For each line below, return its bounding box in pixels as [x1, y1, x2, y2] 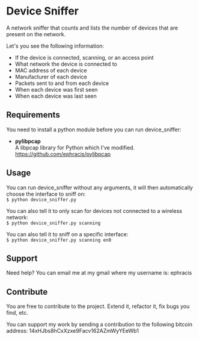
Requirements [6, 110, 60, 120]
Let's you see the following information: [6, 42, 104, 49]
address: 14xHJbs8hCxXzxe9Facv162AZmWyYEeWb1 [6, 327, 139, 335]
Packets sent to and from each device [14, 80, 109, 87]
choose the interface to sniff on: [6, 190, 86, 197]
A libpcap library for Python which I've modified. [14, 143, 135, 151]
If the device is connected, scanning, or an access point [14, 54, 155, 61]
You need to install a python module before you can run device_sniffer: [6, 125, 182, 133]
